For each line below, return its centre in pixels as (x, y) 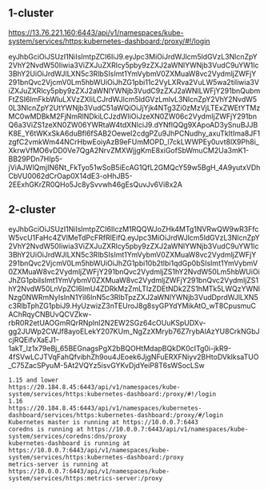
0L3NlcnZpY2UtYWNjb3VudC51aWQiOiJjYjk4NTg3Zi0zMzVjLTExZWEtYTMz (134, 107)
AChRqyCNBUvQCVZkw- (50, 314)
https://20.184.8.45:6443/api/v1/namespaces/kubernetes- (105, 408)
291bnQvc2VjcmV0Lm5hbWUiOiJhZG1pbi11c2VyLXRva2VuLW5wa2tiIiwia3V (134, 82)
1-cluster (31, 13)
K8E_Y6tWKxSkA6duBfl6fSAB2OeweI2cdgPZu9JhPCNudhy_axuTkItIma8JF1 (134, 133)
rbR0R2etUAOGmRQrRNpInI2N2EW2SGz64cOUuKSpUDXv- (107, 322)
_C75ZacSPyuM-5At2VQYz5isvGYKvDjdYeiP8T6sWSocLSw (107, 365)
